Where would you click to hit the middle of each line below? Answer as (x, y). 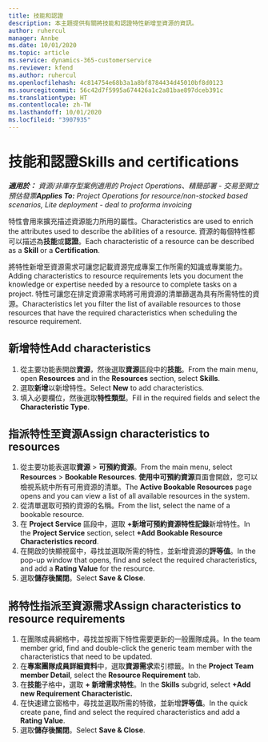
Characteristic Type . (55, 407)
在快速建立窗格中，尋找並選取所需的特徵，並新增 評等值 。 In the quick (134, 703)
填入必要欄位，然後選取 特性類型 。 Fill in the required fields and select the (140, 398)
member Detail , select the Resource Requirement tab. (110, 675)
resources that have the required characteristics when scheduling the (123, 312)
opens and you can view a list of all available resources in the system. (135, 496)
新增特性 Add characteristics (80, 349)
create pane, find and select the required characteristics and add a (130, 712)
